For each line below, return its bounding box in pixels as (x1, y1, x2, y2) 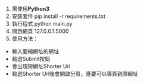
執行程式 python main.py (11, 20, 73, 27)
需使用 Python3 (11, 5, 49, 12)
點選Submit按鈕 (11, 56, 51, 62)
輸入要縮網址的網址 (11, 48, 60, 55)
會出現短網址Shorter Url (11, 63, 71, 70)
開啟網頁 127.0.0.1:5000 (11, 27, 69, 35)
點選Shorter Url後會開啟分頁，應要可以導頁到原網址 (11, 70, 139, 77)
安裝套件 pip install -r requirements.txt (11, 13, 106, 20)
